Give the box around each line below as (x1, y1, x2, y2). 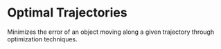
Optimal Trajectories (7, 5, 127, 21)
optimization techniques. (7, 35, 78, 43)
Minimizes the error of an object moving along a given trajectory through (7, 28, 215, 36)
